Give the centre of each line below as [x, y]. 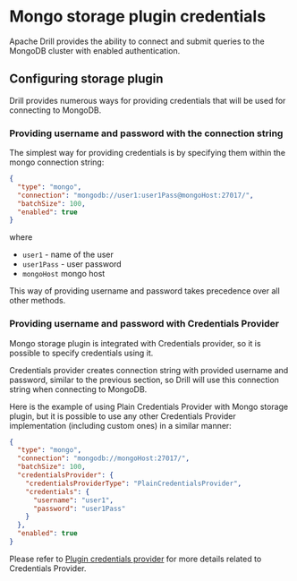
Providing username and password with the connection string [146, 133]
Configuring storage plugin [86, 79]
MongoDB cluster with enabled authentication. [95, 50]
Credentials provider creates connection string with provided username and [149, 370]
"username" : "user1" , [73, 500]
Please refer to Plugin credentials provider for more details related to [136, 559]
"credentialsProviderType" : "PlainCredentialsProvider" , [134, 483]
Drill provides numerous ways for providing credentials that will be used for [148, 100]
